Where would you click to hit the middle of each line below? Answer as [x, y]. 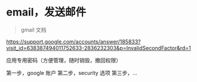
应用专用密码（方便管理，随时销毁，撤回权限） [64, 60]
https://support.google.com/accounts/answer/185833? [74, 42]
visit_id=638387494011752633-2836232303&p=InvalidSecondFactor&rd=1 [98, 48]
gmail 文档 [33, 30]
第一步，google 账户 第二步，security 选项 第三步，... [72, 72]
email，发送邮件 [46, 12]
